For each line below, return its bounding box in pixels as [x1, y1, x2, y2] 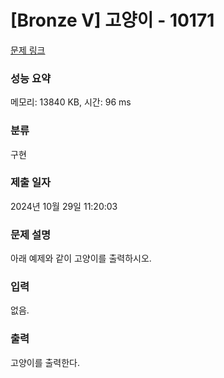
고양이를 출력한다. [10, 356, 81, 368]
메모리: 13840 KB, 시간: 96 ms [10, 96, 132, 108]
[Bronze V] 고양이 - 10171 [10, 9, 215, 32]
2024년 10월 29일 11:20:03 [10, 200, 118, 212]
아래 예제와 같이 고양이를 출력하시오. [10, 252, 152, 265]
